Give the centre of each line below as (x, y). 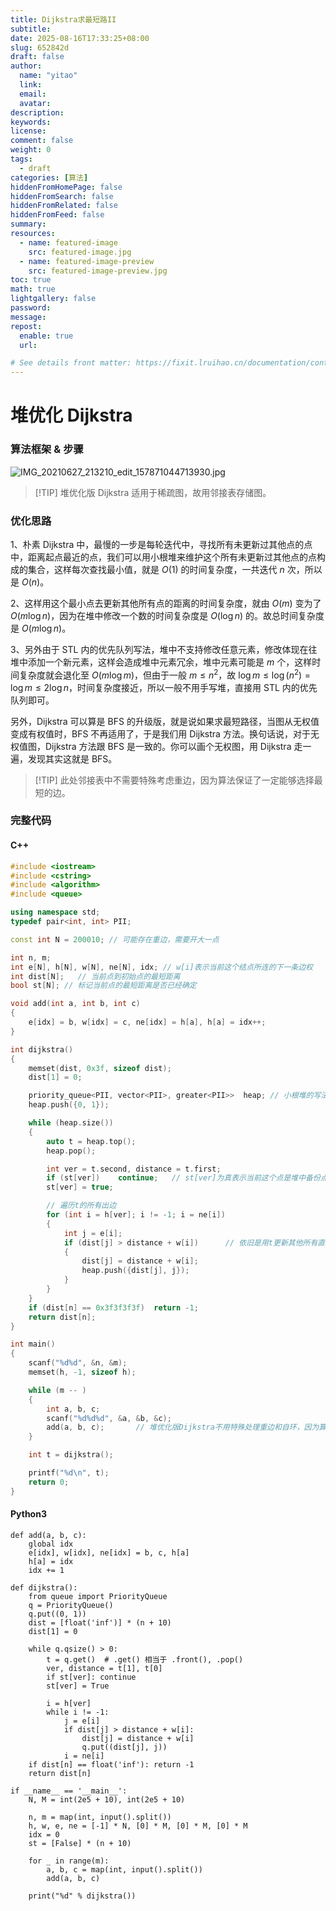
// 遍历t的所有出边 (81, 1206)
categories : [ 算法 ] (49, 177)
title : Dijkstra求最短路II (63, 19)
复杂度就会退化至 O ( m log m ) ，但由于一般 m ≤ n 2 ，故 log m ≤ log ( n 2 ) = (165, 674)
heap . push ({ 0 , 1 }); (69, 1105)
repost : (26, 326)
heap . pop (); (71, 1151)
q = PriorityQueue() (71, 1605)
